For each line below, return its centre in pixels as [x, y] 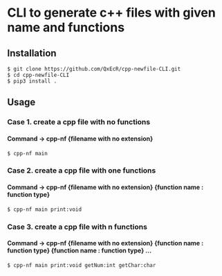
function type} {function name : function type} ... [80, 250]
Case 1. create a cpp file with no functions [79, 122]
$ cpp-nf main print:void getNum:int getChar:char [82, 265]
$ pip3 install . [32, 81]
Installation [32, 53]
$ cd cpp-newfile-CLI [38, 75]
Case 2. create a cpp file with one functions [82, 171]
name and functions [66, 27]
